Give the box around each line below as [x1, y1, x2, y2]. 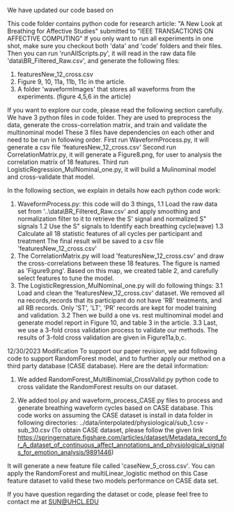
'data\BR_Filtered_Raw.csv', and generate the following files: [7, 57, 180, 65]
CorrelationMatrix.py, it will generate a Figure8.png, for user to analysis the [7, 150, 222, 159]
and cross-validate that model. [7, 173, 95, 181]
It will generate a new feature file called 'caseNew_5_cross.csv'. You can [7, 462, 215, 470]
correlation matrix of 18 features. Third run [7, 158, 129, 166]
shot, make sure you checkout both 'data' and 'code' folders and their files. [7, 42, 223, 50]
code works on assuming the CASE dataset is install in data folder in [17, 411, 213, 419]
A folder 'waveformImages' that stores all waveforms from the [17, 85, 196, 93]
